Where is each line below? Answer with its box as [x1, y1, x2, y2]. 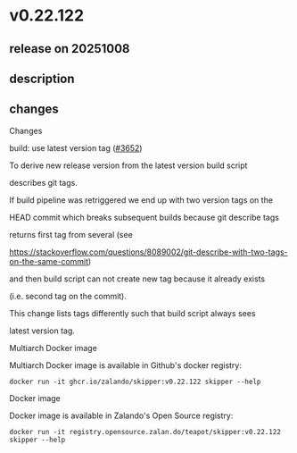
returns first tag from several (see [9, 229, 134, 239]
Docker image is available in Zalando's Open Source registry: [9, 410, 234, 421]
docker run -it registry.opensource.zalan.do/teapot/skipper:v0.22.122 [9, 427, 281, 436]
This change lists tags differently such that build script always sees [9, 307, 256, 318]
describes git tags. [9, 177, 78, 188]
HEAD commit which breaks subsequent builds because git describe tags [9, 212, 279, 222]
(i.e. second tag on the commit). [9, 290, 128, 301]
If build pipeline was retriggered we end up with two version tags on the [9, 194, 274, 206]
